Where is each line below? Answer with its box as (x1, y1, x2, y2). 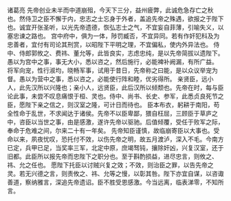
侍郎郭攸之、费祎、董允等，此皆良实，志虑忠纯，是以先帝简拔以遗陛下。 (19, 49, 224, 57)
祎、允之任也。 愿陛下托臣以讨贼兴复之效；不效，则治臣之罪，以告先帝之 (7, 161, 214, 169)
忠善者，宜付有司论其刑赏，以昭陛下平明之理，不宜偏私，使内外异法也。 (7, 41, 212, 48)
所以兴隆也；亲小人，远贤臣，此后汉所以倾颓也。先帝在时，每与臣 (36, 83, 224, 92)
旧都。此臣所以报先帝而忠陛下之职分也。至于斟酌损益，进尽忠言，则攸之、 (7, 152, 218, 160)
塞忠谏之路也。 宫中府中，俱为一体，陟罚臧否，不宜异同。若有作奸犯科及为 (7, 32, 220, 40)
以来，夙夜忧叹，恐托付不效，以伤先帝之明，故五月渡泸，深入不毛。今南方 (12, 135, 224, 143)
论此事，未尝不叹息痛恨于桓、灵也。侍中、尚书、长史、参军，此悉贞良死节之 (7, 92, 224, 100)
